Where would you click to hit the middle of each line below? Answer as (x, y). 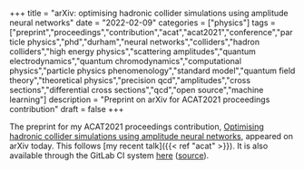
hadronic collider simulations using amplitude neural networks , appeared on (151, 136)
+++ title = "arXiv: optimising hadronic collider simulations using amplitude (149, 13)
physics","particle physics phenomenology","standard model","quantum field (152, 71)
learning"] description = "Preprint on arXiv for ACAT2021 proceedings (140, 99)
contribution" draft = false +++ (67, 109)
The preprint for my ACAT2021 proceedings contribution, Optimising (137, 127)
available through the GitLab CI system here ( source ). (109, 156)
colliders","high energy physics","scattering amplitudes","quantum (132, 52)
